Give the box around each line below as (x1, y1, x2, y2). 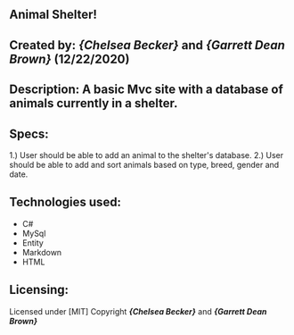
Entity (21, 237, 45, 248)
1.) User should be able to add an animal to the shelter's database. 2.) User (9, 149, 284, 160)
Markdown (21, 247, 62, 257)
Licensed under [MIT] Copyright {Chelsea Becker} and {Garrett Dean (9, 306, 267, 316)
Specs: (9, 126, 49, 141)
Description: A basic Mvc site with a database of (9, 82, 283, 97)
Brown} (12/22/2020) (9, 51, 130, 66)
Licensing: (9, 282, 69, 297)
